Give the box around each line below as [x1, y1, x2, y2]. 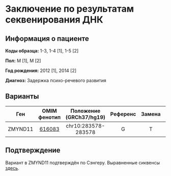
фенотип [38, 113, 61, 120]
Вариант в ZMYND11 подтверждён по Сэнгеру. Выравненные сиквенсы [5, 159, 160, 166]
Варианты [5, 92, 39, 101]
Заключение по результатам [5, 3, 134, 15]
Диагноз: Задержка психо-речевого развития [5, 78, 107, 83]
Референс [110, 110, 136, 117]
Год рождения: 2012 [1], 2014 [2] [5, 67, 77, 73]
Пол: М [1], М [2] [5, 58, 41, 64]
